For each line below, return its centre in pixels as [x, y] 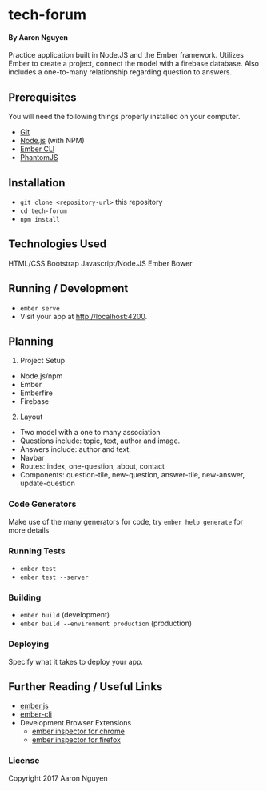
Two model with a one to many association [90, 433]
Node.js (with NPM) [52, 141]
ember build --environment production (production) [106, 623]
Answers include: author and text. [76, 449]
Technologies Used [57, 244]
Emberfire [36, 393]
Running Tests [37, 551]
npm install [40, 220]
